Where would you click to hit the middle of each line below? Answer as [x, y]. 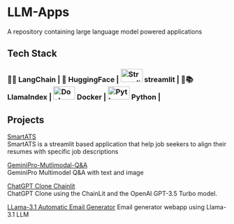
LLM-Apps [38, 12]
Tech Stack [32, 54]
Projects [26, 120]
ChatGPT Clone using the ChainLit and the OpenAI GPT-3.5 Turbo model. [112, 194]
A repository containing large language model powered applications [105, 31]
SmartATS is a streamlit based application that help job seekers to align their [117, 144]
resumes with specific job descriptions [63, 152]
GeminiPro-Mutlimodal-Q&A [47, 165]
